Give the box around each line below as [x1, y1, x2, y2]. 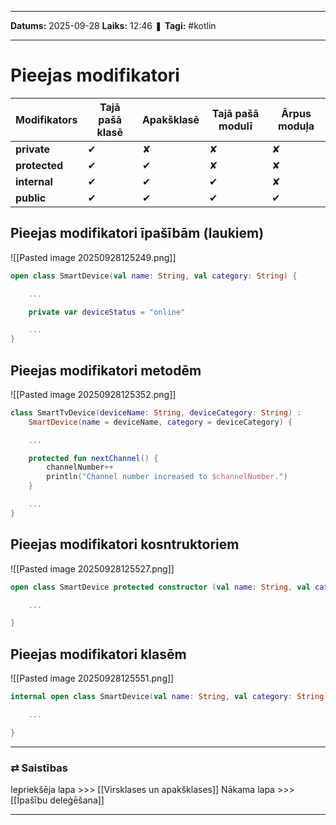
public [15, 191, 47, 205]
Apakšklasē [141, 112, 200, 126]
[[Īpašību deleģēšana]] [10, 794, 105, 806]
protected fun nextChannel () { [28, 453, 159, 463]
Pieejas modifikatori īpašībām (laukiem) [10, 225, 265, 242]
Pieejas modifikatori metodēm [10, 362, 202, 379]
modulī [218, 119, 253, 133]
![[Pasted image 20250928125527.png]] [10, 562, 175, 575]
